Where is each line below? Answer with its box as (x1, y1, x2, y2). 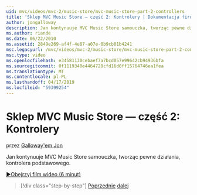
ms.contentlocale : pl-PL (6, 74, 67, 80)
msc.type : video (6, 52, 46, 58)
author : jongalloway (6, 19, 57, 25)
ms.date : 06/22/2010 (6, 36, 57, 42)
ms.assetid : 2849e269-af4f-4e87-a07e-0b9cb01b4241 (6, 42, 133, 47)
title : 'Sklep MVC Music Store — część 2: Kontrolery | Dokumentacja (6, 14, 180, 20)
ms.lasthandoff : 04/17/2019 (6, 80, 75, 85)
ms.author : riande (6, 30, 51, 36)
